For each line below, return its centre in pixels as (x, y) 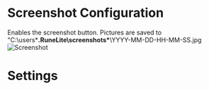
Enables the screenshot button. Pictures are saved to (84, 32)
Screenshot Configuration (86, 13)
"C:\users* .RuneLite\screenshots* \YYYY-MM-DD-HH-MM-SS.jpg (104, 39)
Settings (33, 76)
